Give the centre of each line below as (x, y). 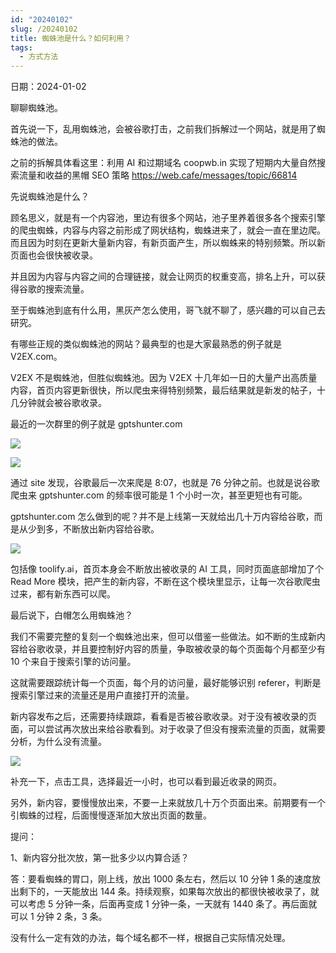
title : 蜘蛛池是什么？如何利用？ (71, 38)
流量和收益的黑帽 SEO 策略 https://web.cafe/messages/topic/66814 (158, 175)
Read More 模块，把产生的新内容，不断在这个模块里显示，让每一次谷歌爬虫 (165, 582)
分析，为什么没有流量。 (58, 742)
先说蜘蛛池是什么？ (50, 197)
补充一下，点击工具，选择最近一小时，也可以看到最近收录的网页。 (146, 782)
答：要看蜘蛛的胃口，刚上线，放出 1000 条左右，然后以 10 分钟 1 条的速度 (161, 879)
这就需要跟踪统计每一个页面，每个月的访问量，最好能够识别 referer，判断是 (166, 683)
